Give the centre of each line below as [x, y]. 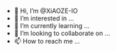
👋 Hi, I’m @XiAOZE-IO [46, 11]
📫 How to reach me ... [47, 41]
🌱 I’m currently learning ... [52, 26]
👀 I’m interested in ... [44, 18]
